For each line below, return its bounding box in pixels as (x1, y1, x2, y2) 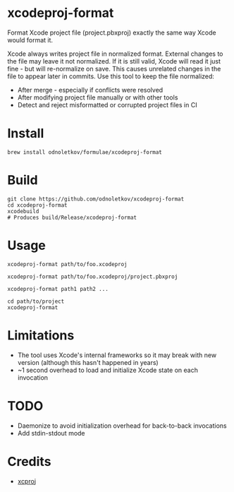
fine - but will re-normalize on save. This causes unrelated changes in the (7, 64, 221, 73)
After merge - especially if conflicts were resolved (17, 85, 164, 94)
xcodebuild (7, 208, 39, 215)
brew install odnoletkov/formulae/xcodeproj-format (7, 148, 162, 156)
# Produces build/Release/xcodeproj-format (7, 214, 137, 221)
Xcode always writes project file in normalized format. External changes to (7, 49, 223, 58)
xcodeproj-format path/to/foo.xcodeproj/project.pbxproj (7, 273, 178, 280)
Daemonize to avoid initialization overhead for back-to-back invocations (17, 421, 227, 430)
